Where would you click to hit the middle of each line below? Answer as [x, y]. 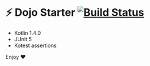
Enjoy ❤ [16, 57]
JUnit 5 [23, 39]
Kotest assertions [35, 45]
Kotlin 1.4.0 [27, 33]
